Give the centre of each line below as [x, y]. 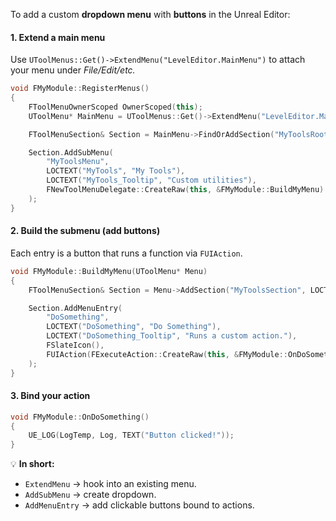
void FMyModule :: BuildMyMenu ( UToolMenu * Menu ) [109, 271]
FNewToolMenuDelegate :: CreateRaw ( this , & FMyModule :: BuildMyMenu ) [185, 190]
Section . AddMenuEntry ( [75, 308]
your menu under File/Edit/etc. [73, 70]
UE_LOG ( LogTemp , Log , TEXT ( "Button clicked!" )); [131, 435]
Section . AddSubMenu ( [71, 152]
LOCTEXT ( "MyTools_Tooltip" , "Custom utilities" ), [151, 180]
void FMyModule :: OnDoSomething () [80, 417]
